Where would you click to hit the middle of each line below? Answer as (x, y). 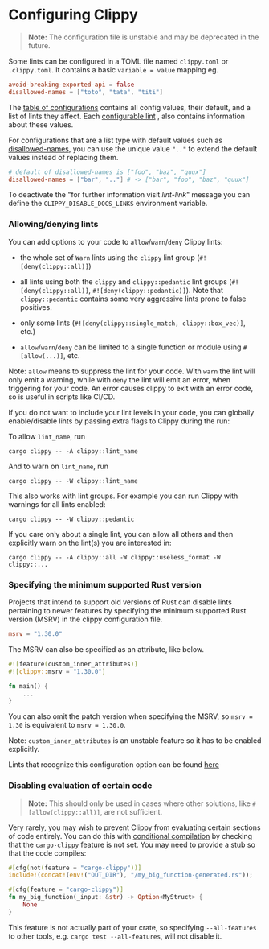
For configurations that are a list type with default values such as (116, 140)
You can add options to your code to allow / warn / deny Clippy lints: (116, 241)
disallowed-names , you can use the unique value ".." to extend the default (133, 149)
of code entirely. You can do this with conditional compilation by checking (130, 836)
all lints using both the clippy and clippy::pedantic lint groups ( (126, 281)
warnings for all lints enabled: (57, 504)
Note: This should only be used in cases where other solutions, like (139, 803)
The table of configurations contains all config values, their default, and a (130, 107)
